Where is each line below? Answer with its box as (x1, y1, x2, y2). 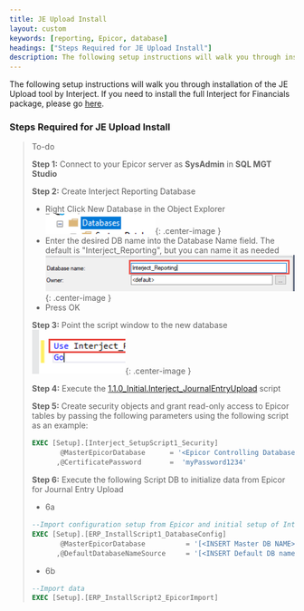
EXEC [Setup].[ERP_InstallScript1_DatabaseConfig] (31, 529, 227, 538)
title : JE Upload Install (9, 15, 107, 24)
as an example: (31, 420, 89, 431)
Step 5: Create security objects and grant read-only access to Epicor (31, 401, 290, 412)
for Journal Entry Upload (31, 484, 124, 495)
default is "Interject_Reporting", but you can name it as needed (44, 245, 280, 256)
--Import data (31, 584, 85, 593)
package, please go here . (9, 98, 105, 109)
